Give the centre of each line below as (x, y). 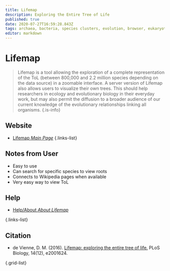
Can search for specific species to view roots (60, 171)
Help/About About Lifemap (40, 210)
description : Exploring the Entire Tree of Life (57, 15)
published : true (22, 19)
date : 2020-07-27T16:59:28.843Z (39, 24)
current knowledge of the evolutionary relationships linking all (82, 104)
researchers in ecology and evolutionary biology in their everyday (86, 93)
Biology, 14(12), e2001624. (40, 253)
